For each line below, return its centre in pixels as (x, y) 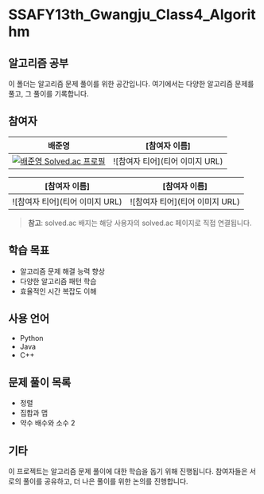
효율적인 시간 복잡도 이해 (58, 291)
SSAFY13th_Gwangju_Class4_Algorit (132, 15)
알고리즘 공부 (39, 63)
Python (31, 338)
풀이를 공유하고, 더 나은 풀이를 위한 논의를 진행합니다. (105, 481)
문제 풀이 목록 (40, 382)
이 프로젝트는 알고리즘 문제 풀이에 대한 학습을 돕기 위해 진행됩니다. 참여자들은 (128, 472)
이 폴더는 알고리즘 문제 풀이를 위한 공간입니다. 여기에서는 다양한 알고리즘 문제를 (131, 84)
